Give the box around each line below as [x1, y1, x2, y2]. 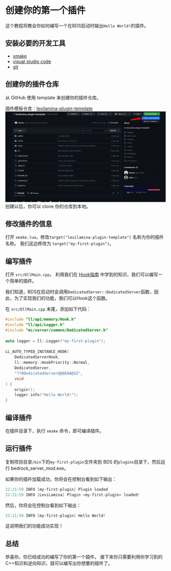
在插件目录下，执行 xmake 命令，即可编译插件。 [5, 428, 104, 434]
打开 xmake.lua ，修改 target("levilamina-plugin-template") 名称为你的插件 [5, 234, 164, 240]
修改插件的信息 [5, 219, 52, 228]
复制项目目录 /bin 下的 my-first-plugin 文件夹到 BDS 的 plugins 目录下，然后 [5, 458, 161, 465]
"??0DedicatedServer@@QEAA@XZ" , [14, 370, 83, 376]
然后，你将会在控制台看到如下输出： [5, 502, 81, 508]
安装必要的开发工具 [5, 39, 66, 48]
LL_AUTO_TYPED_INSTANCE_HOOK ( [5, 349, 70, 355]
